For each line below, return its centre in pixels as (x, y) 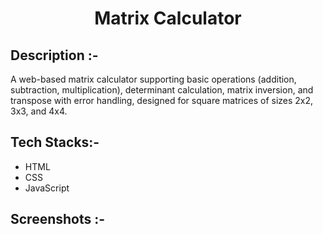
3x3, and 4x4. (39, 111)
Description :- (54, 55)
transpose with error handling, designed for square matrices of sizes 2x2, (162, 100)
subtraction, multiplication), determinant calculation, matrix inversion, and (162, 90)
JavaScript (47, 188)
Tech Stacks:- (55, 142)
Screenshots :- (58, 219)
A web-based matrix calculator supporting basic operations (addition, (153, 79)
